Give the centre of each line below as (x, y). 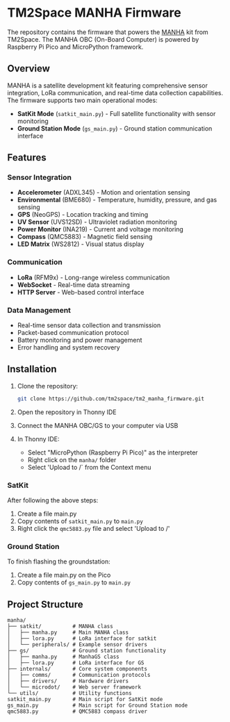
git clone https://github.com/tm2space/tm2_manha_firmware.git (111, 399)
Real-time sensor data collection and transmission (89, 325)
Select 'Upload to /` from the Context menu (89, 467)
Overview (29, 68)
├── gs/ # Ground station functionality (87, 651)
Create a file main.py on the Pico (64, 575)
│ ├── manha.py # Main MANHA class (68, 633)
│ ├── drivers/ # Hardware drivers (68, 681)
